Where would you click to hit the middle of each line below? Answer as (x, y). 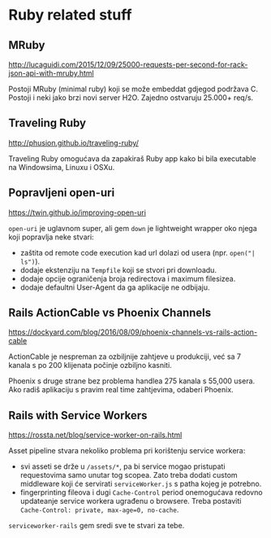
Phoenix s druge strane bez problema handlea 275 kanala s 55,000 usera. (132, 381)
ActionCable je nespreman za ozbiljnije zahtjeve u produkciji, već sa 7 (125, 356)
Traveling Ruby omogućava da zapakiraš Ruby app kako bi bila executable (133, 158)
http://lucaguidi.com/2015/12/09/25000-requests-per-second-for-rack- (128, 64)
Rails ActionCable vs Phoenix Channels (110, 313)
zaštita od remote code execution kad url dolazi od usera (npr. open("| (138, 252)
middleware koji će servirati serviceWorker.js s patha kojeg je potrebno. (141, 484)
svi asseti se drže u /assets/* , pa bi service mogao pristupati (123, 466)
